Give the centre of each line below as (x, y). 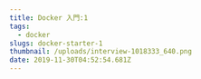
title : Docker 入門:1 (49, 18)
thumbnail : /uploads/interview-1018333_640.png (101, 52)
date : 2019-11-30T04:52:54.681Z (70, 60)
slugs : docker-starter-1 (56, 43)
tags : (19, 26)
